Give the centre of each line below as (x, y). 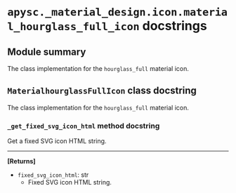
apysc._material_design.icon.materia (118, 12)
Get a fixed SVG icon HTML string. (57, 141)
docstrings (175, 26)
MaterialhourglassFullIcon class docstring (102, 91)
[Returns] (22, 161)
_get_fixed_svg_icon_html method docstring (84, 126)
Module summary (47, 52)
